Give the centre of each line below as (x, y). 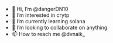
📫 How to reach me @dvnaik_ (48, 34)
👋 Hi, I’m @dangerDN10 (40, 9)
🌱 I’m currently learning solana (48, 21)
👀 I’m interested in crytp (40, 15)
